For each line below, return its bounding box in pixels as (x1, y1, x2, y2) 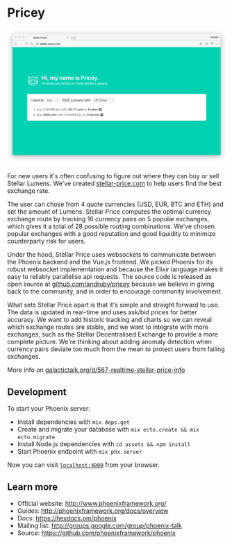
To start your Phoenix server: (7, 405, 90, 413)
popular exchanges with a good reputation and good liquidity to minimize (7, 230, 217, 238)
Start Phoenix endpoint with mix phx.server (17, 448, 142, 456)
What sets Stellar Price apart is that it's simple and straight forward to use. (7, 300, 220, 309)
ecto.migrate (17, 434, 56, 441)
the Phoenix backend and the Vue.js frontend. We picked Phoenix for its (7, 258, 213, 266)
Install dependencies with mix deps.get (17, 418, 130, 426)
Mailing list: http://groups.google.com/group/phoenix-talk (17, 522, 183, 530)
